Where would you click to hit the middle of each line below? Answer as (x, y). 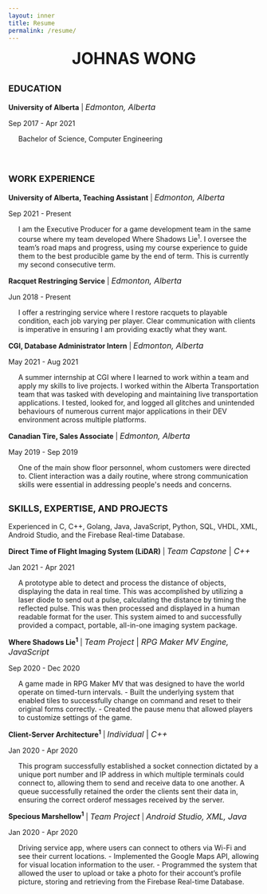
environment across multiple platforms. (82, 419)
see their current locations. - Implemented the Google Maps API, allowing (139, 856)
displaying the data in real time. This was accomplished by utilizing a (131, 591)
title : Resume (32, 23)
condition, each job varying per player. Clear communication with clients (137, 321)
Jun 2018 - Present (40, 297)
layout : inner (32, 16)
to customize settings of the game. (76, 718)
